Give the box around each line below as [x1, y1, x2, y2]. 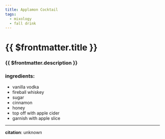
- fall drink [9, 21, 36, 26]
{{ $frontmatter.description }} [5, 59, 78, 66]
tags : [5, 12, 16, 17]
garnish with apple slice [12, 115, 60, 121]
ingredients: [5, 73, 35, 80]
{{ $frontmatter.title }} [5, 42, 98, 53]
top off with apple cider [12, 110, 60, 116]
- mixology [9, 16, 32, 21]
